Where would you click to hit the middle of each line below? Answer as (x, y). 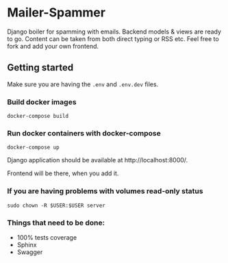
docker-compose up (33, 148)
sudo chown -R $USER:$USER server (56, 205)
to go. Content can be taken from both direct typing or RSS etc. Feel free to (113, 38)
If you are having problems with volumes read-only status (105, 191)
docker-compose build (38, 116)
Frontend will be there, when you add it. (63, 173)
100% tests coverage (47, 237)
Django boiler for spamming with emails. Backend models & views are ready (114, 32)
